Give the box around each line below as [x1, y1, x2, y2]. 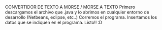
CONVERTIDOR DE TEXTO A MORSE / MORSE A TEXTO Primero [5, 4, 135, 10]
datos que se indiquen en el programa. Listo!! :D [5, 19, 102, 25]
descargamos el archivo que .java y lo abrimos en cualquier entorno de [5, 9, 149, 15]
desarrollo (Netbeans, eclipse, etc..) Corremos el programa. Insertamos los [5, 15, 157, 20]
